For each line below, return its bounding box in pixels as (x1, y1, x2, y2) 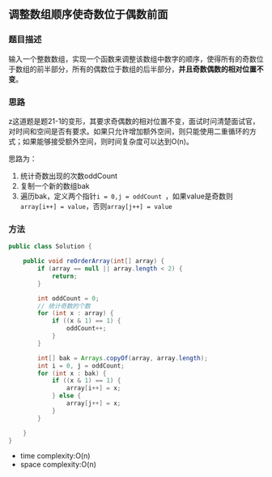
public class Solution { (8, 242, 92, 251)
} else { (51, 392, 82, 400)
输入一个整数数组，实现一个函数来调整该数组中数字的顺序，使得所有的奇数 (8, 53, 257, 63)
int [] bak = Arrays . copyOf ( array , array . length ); (37, 354, 208, 362)
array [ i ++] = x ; (66, 384, 121, 393)
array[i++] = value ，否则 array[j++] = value (19, 201, 172, 211)
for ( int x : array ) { (37, 309, 114, 317)
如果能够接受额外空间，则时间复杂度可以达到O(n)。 (22, 136, 194, 146)
